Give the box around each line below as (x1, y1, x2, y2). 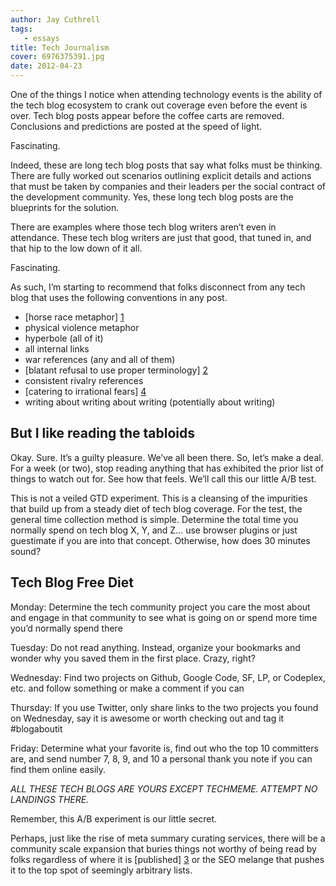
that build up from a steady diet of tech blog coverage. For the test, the (10, 502, 303, 515)
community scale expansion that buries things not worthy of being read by (10, 842, 317, 855)
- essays (23, 33, 60, 43)
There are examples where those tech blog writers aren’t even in (10, 221, 277, 233)
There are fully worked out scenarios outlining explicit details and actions (10, 170, 312, 181)
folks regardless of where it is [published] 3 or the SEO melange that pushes (10, 853, 325, 865)
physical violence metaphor (24, 322, 140, 333)
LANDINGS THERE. (10, 793, 90, 805)
